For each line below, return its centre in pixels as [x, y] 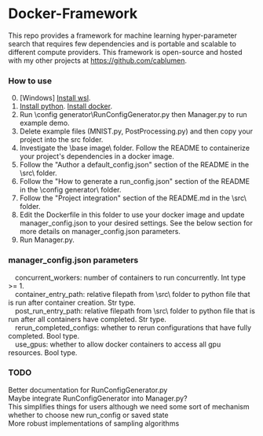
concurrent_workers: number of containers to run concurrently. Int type [130, 277]
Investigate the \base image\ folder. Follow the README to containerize [134, 148]
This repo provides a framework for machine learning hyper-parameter [123, 35]
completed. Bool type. [44, 335]
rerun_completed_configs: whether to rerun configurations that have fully [133, 328]
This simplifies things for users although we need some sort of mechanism [129, 406]
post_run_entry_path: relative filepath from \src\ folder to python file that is [135, 310]
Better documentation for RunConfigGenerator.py [88, 390]
